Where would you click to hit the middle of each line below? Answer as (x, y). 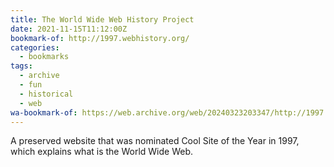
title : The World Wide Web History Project (102, 19)
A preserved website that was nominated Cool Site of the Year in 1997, (155, 141)
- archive (39, 76)
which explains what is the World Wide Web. (102, 152)
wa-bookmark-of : (44, 112)
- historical (46, 94)
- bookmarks (44, 57)
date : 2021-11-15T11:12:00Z (69, 29)
